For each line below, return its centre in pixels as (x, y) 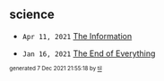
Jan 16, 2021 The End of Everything (89, 53)
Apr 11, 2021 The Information (77, 36)
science (32, 15)
